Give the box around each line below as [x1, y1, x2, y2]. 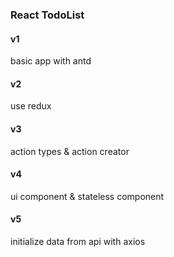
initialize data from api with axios [10, 235, 146, 247]
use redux [10, 100, 52, 112]
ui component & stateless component [10, 190, 165, 202]
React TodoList [10, 8, 85, 22]
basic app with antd [10, 55, 92, 67]
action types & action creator [10, 145, 130, 157]
